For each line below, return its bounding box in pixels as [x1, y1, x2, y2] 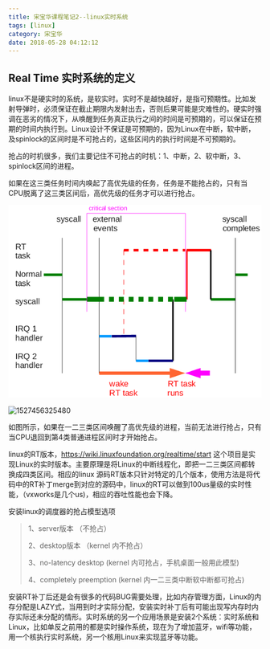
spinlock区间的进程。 [8, 161, 79, 171]
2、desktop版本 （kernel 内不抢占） [27, 541, 148, 550]
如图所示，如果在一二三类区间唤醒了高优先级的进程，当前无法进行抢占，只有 [8, 422, 262, 431]
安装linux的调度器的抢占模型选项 [8, 506, 116, 516]
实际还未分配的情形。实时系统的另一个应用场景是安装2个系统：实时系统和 [14, 611, 260, 622]
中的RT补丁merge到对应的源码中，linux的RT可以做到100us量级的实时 [14, 479, 245, 489]
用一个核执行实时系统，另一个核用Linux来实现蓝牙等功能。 [8, 631, 202, 642]
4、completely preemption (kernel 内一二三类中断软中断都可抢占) [27, 574, 245, 584]
